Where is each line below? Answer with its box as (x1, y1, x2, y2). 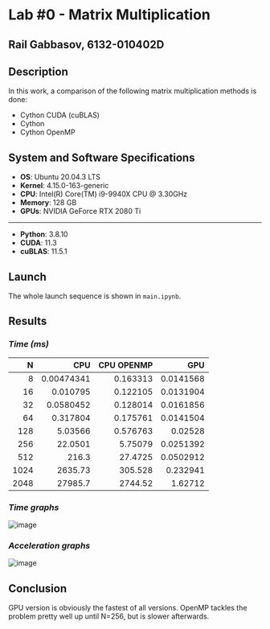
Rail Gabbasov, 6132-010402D (8, 38, 165, 51)
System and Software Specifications (8, 150, 195, 164)
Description (8, 64, 68, 78)
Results (8, 314, 47, 328)
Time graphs (8, 501, 59, 512)
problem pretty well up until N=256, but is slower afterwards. (8, 611, 210, 621)
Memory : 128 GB (19, 198, 77, 208)
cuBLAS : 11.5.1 (19, 247, 67, 257)
